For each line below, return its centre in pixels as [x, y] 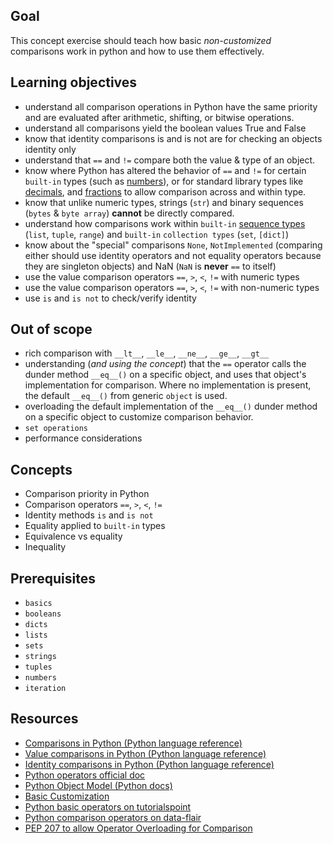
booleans [43, 614]
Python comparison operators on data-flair [113, 817]
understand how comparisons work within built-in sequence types [165, 223]
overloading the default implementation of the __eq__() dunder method [171, 406]
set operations [56, 429]
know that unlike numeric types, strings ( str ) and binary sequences [164, 202]
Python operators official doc [85, 775]
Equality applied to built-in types [95, 526]
